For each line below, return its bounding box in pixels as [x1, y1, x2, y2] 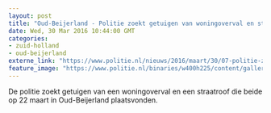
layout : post [8, 11, 52, 20]
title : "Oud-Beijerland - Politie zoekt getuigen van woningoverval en [8, 19, 254, 27]
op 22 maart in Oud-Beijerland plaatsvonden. [8, 94, 159, 105]
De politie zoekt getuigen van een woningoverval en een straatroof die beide [8, 86, 263, 96]
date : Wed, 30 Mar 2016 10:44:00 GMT [8, 27, 135, 35]
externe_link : [8, 57, 56, 65]
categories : [8, 34, 48, 43]
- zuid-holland [8, 42, 60, 50]
